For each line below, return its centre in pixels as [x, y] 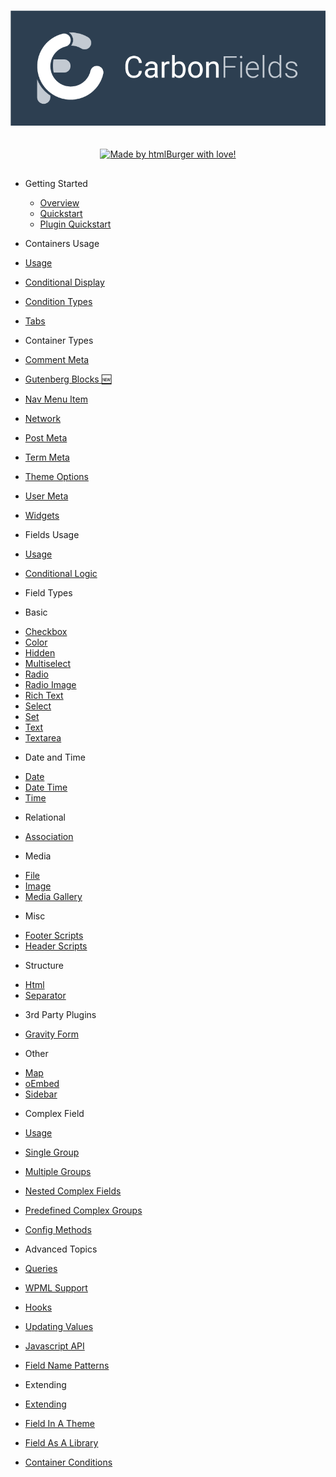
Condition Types [58, 302]
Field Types [48, 593]
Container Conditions [68, 1462]
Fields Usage [52, 535]
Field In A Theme [59, 1424]
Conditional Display [64, 282]
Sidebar [41, 1094]
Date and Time [55, 757]
